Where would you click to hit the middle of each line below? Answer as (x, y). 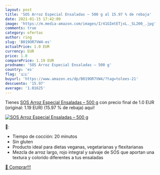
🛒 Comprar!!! (18, 167)
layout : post (19, 10)
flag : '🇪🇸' (17, 74)
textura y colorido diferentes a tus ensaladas (58, 157)
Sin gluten (23, 141)
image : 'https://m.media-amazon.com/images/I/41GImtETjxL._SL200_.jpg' (80, 24)
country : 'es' (20, 70)
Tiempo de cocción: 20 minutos (45, 136)
